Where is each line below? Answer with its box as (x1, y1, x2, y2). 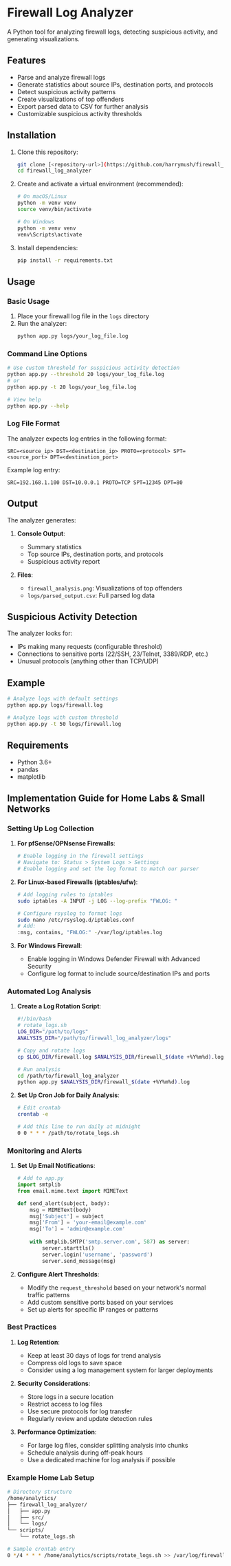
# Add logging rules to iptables (16, 891, 113, 898)
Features (7, 55, 46, 67)
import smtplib (16, 1181, 61, 1188)
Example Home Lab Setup (7, 1473, 95, 1482)
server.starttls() (42, 1244, 95, 1252)
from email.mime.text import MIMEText (16, 1187, 129, 1194)
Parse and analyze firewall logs (16, 73, 106, 81)
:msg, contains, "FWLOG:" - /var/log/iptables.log (16, 929, 163, 936)
